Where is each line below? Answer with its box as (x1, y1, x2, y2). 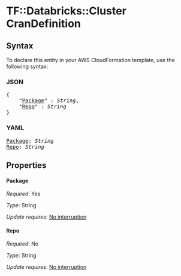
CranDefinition (6, 17, 81, 30)
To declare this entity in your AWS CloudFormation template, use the (6, 57, 175, 63)
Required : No (6, 240, 39, 247)
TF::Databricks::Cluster (6, 4, 127, 18)
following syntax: (6, 63, 49, 70)
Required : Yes (6, 190, 41, 198)
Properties (6, 160, 47, 170)
